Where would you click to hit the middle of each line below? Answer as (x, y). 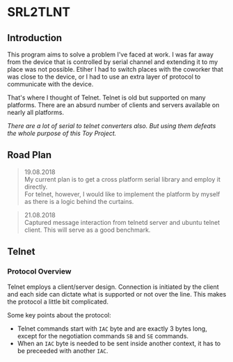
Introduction (35, 38)
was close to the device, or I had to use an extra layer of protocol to (104, 77)
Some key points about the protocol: (59, 315)
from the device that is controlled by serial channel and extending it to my (113, 62)
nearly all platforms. (36, 112)
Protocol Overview (39, 271)
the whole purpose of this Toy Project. (62, 133)
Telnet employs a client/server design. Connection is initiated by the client (113, 287)
